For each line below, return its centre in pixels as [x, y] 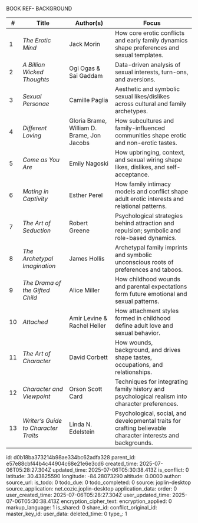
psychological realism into [151, 396]
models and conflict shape [151, 191]
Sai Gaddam [86, 76]
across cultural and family [151, 104]
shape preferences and [147, 48]
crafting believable [141, 428]
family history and [140, 389]
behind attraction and [144, 223]
